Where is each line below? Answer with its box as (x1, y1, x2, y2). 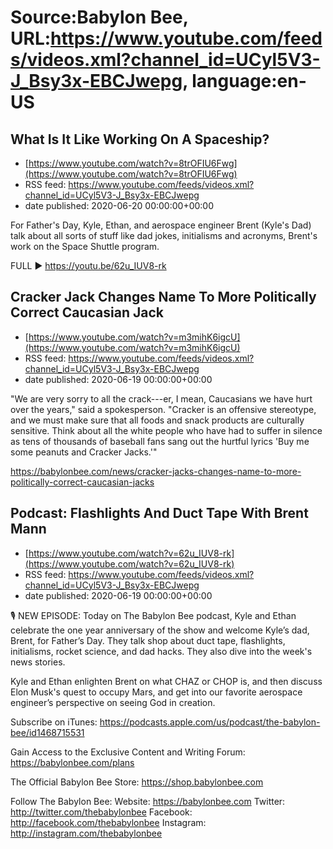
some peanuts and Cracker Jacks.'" (10, 446, 158, 458)
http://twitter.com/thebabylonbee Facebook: (10, 806, 193, 818)
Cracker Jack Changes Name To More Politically (10, 289, 317, 306)
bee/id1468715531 (10, 726, 85, 738)
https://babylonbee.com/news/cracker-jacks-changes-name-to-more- (10, 465, 302, 477)
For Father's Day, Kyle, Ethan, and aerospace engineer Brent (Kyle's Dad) (10, 219, 312, 231)
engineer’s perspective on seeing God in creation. (10, 696, 216, 708)
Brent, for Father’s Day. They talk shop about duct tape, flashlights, (10, 634, 286, 646)
